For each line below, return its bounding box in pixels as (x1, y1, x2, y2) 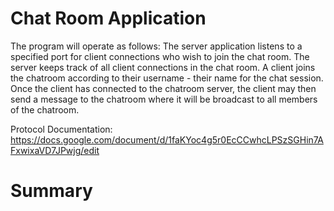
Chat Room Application (10, 7, 207, 30)
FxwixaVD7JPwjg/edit (10, 144, 100, 156)
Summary (10, 180, 93, 202)
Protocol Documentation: (10, 123, 113, 135)
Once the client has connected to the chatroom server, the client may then (10, 82, 317, 94)
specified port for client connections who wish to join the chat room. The (10, 50, 310, 62)
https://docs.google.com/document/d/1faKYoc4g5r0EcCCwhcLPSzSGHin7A (10, 133, 324, 146)
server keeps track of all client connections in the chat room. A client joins (10, 61, 316, 73)
